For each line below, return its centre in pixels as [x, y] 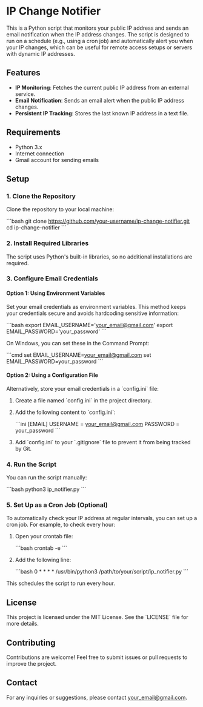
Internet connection [40, 154]
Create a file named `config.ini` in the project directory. [83, 400]
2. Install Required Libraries [48, 243]
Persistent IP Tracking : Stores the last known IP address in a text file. [102, 113]
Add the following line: [43, 560]
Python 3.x [28, 147]
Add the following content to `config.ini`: [65, 412]
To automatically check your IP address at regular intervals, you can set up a [102, 518]
